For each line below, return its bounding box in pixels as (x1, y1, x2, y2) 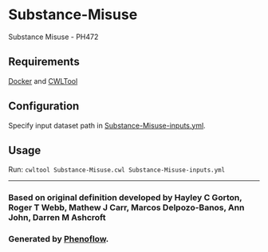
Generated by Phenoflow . (8, 234, 109, 245)
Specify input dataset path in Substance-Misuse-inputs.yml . (8, 120, 206, 130)
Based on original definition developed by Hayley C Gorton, (8, 192, 242, 203)
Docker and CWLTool (8, 76, 78, 85)
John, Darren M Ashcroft (8, 212, 106, 223)
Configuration (8, 100, 80, 113)
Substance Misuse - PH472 (8, 32, 99, 41)
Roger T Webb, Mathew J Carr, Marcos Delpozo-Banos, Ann (8, 202, 245, 213)
